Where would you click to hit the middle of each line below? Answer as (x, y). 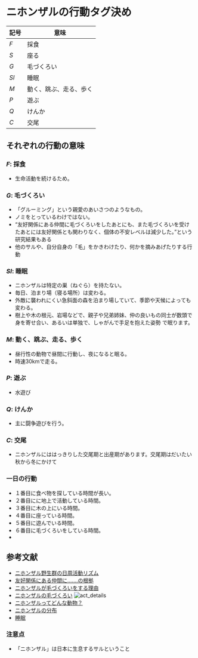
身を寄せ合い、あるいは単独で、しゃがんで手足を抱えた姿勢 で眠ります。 (104, 322)
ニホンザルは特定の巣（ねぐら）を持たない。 (70, 285)
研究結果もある (33, 239)
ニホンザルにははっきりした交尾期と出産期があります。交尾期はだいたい (103, 454)
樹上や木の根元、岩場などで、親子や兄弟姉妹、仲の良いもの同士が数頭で (103, 315)
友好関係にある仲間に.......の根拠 (54, 580)
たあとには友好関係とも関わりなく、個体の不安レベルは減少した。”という (103, 232)
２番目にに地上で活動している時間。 (59, 500)
